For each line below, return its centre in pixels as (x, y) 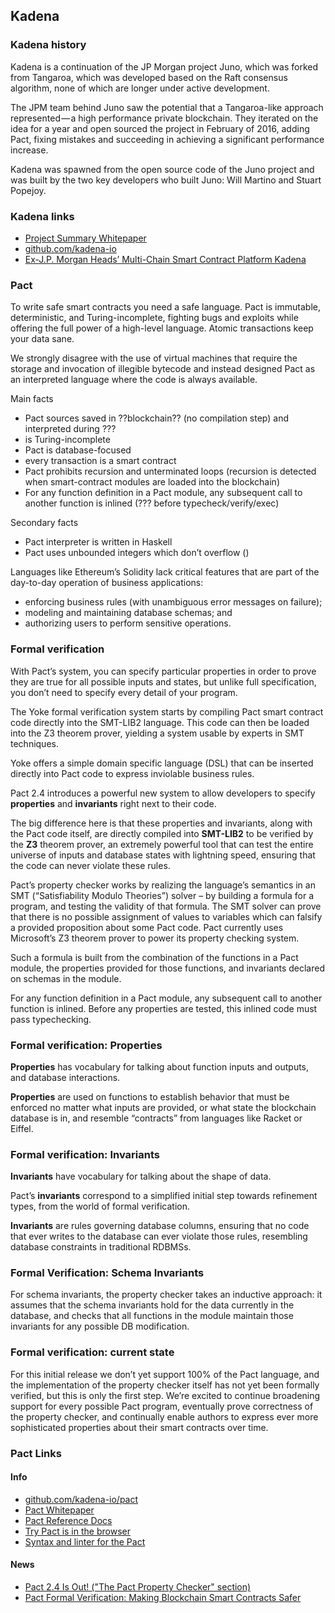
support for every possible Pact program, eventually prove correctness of (162, 1406)
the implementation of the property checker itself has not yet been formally (165, 1385)
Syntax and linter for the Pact (85, 1541)
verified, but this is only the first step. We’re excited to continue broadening (165, 1395)
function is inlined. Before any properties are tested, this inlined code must (164, 1008)
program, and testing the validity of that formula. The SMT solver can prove (166, 906)
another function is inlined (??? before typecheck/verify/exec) (152, 503)
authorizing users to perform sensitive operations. (128, 623)
